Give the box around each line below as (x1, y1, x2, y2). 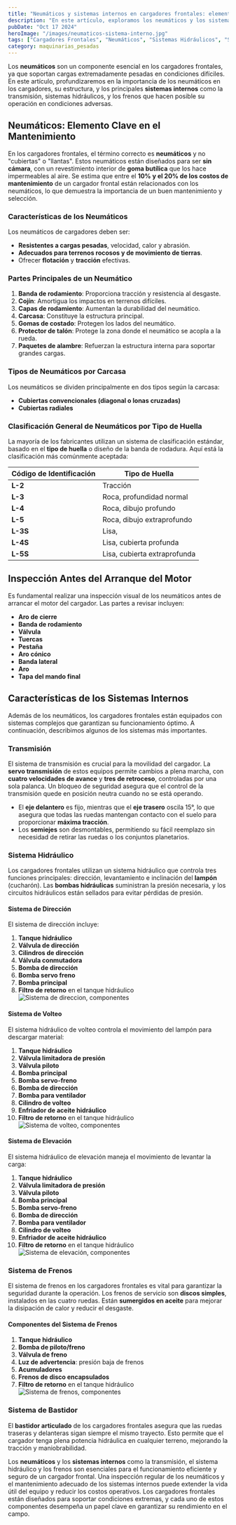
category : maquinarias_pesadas (8, 43, 99, 50)
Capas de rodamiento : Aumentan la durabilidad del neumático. (18, 305, 200, 313)
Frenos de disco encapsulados (18, 1373, 110, 1381)
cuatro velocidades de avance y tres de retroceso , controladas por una (8, 774, 216, 783)
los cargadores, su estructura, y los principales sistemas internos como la (8, 85, 223, 93)
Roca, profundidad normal (102, 492, 188, 502)
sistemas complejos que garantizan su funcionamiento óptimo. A (8, 719, 195, 727)
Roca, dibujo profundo (102, 503, 176, 513)
